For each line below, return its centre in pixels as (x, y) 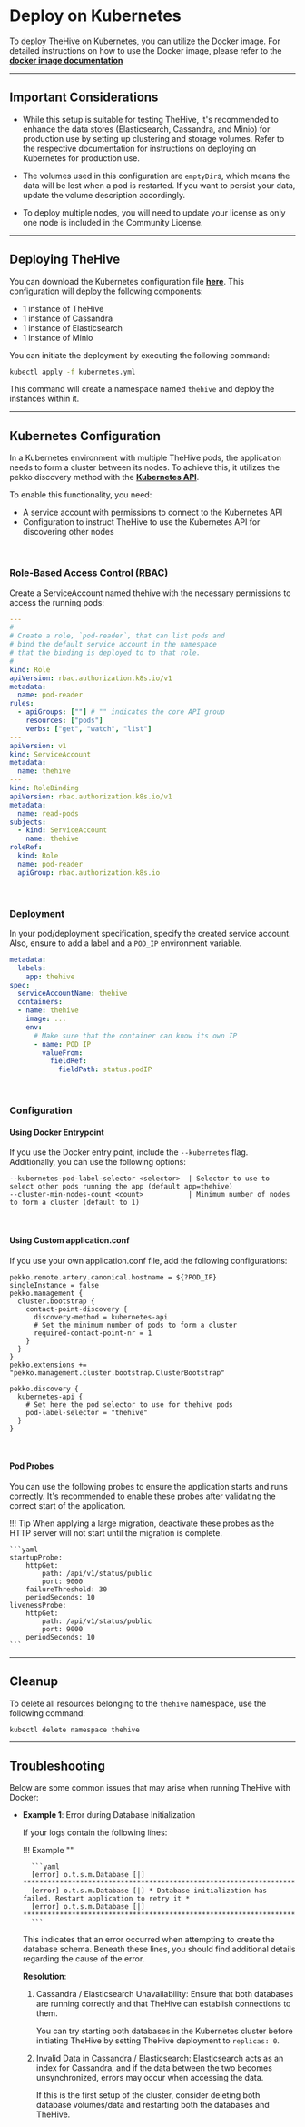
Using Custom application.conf (69, 1240)
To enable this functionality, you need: (81, 495)
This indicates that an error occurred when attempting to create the (148, 1940)
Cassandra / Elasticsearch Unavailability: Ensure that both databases (165, 1994)
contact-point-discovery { (77, 1309)
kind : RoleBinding (44, 788)
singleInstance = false (54, 1285)
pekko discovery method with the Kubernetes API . (104, 477)
